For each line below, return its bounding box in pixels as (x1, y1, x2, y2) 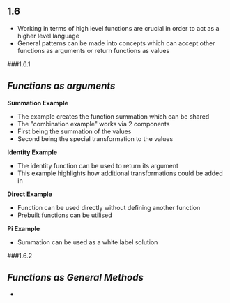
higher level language (17, 31, 80, 40)
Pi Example (7, 224, 40, 232)
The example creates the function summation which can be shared (17, 112, 210, 121)
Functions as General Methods (7, 272, 144, 283)
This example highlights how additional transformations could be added (17, 169, 223, 177)
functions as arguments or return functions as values (17, 46, 170, 54)
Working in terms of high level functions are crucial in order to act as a (17, 24, 220, 32)
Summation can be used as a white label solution (17, 237, 158, 246)
